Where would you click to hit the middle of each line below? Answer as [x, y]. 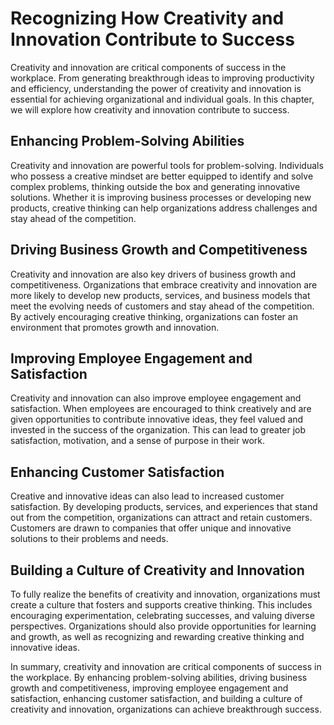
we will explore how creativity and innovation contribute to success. [150, 109]
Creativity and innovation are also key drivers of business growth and [153, 274]
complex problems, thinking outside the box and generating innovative [155, 186]
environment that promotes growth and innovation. [115, 327]
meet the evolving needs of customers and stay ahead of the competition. [162, 306]
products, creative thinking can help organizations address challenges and [164, 208]
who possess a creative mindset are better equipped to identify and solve [162, 176]
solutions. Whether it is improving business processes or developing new [161, 197]
